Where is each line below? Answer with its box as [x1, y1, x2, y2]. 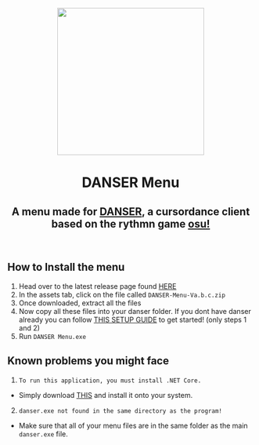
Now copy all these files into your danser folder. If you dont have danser [18, 306, 251, 316]
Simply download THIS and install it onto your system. [18, 390, 193, 399]
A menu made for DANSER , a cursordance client [11, 205, 250, 218]
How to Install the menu [7, 261, 125, 274]
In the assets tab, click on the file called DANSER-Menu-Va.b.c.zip [18, 290, 226, 299]
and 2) [18, 323, 41, 333]
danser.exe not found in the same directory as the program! [18, 407, 223, 415]
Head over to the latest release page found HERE [18, 281, 177, 290]
